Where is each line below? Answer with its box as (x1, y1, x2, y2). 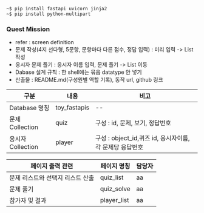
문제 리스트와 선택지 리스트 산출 (9, 174, 95, 182)
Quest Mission (6, 25, 50, 33)
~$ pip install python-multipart (6, 11, 91, 17)
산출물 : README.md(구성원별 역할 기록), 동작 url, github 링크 (15, 76, 163, 84)
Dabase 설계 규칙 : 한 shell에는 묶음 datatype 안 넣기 (15, 68, 142, 76)
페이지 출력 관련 (30, 162, 73, 171)
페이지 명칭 (100, 162, 131, 171)
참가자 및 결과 (9, 197, 47, 205)
